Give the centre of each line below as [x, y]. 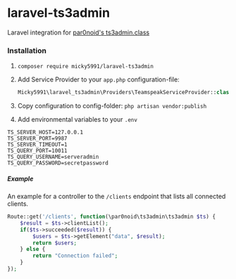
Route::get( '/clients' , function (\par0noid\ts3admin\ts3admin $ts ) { [112, 217]
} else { [33, 249]
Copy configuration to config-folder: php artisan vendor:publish [112, 106]
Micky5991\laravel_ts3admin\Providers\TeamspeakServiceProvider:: [117, 93]
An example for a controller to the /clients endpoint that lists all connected [117, 196]
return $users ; [55, 243]
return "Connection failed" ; [75, 256]
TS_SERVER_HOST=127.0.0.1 [45, 132]
